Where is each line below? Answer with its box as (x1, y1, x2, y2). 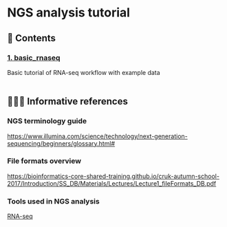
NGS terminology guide (7, 116, 87, 126)
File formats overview (7, 156, 81, 166)
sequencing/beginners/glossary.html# (7, 139, 116, 147)
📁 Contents (7, 32, 56, 44)
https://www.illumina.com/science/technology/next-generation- (7, 132, 188, 140)
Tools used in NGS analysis (7, 196, 100, 206)
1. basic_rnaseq (7, 53, 61, 63)
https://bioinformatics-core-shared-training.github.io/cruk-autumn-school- (7, 172, 220, 180)
